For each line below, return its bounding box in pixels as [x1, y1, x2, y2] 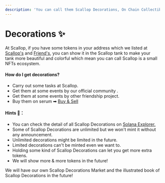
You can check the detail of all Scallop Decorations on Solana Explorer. [12, 121, 156, 127]
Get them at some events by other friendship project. [12, 93, 119, 99]
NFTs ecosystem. [5, 60, 41, 66]
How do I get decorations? [5, 72, 60, 78]
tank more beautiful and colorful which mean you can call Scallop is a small [5, 55, 158, 61]
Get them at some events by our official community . [12, 88, 119, 94]
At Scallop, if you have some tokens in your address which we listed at [5, 45, 148, 51]
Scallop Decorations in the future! [5, 172, 73, 178]
